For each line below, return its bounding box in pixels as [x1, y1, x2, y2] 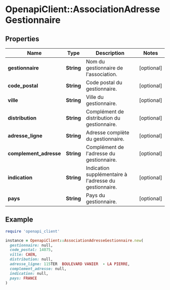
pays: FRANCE [10, 275, 37, 281]
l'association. [86, 71, 117, 78]
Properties [5, 34, 39, 43]
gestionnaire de [86, 64, 123, 71]
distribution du [86, 115, 120, 121]
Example [5, 215, 33, 224]
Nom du [86, 58, 105, 65]
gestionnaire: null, [10, 242, 53, 248]
